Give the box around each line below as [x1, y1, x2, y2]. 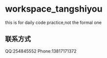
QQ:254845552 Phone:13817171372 [5, 48, 77, 54]
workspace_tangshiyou [5, 3, 103, 15]
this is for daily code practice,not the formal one [5, 19, 102, 25]
